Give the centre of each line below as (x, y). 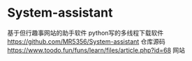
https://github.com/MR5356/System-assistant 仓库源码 (86, 41)
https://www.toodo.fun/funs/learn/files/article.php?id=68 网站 (96, 50)
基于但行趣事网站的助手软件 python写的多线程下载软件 (86, 33)
